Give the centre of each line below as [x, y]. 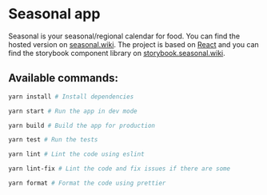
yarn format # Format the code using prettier [87, 183]
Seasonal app [54, 14]
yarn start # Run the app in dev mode [73, 111]
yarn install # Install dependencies [71, 97]
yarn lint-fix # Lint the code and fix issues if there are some [119, 169]
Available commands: [63, 78]
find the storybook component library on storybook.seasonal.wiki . [117, 53]
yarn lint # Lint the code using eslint [77, 154]
